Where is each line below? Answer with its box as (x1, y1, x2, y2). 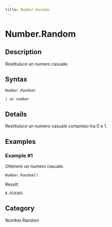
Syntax (5, 75, 28, 84)
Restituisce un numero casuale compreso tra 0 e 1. (5, 123, 108, 129)
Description (5, 48, 42, 57)
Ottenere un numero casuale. (5, 163, 64, 169)
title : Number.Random (5, 7, 50, 12)
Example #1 (5, 152, 33, 159)
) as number (5, 97, 29, 102)
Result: (5, 181, 19, 187)
